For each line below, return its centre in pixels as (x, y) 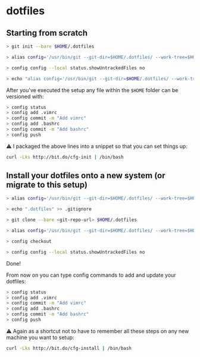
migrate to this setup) (47, 185)
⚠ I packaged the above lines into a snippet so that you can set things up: (97, 146)
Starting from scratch (47, 33)
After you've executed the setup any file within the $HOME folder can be (92, 90)
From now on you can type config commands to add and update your (91, 275)
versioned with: (25, 96)
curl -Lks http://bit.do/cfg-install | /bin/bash (69, 348)
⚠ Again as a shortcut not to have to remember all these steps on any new (98, 331)
